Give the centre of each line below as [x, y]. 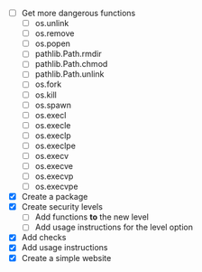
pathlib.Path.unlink [69, 74]
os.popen [53, 43]
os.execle [53, 125]
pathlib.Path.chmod [71, 64]
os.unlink [52, 23]
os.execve [54, 165]
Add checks [44, 238]
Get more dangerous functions [78, 13]
